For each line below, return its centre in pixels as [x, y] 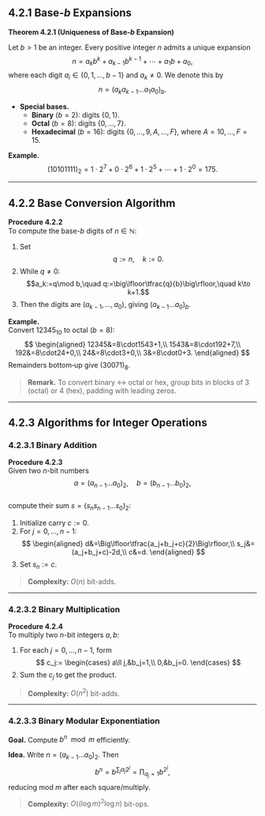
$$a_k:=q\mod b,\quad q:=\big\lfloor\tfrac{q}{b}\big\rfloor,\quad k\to [138, 284]
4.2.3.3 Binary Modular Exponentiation [84, 721]
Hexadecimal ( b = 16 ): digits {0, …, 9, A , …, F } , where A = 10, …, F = [139, 131]
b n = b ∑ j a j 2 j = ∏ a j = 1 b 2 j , [132, 772]
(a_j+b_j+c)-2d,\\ [99, 552]
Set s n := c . [38, 565]
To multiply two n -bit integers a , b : [64, 634]
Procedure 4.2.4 [35, 626]
